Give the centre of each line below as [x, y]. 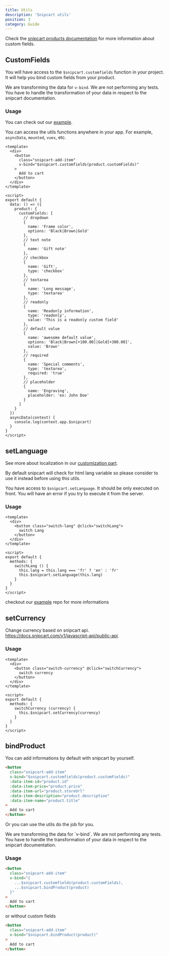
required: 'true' [46, 373]
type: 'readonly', [47, 316]
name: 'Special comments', [56, 364]
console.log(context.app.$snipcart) [53, 422]
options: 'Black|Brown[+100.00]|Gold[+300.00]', [80, 342]
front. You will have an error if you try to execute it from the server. [75, 494]
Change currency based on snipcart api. [47, 630]
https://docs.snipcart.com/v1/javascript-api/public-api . [62, 636]
